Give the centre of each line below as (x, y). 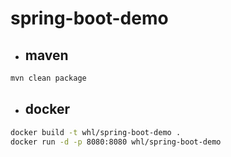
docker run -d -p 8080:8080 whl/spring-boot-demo (116, 142)
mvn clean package (48, 78)
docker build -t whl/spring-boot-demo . (96, 132)
